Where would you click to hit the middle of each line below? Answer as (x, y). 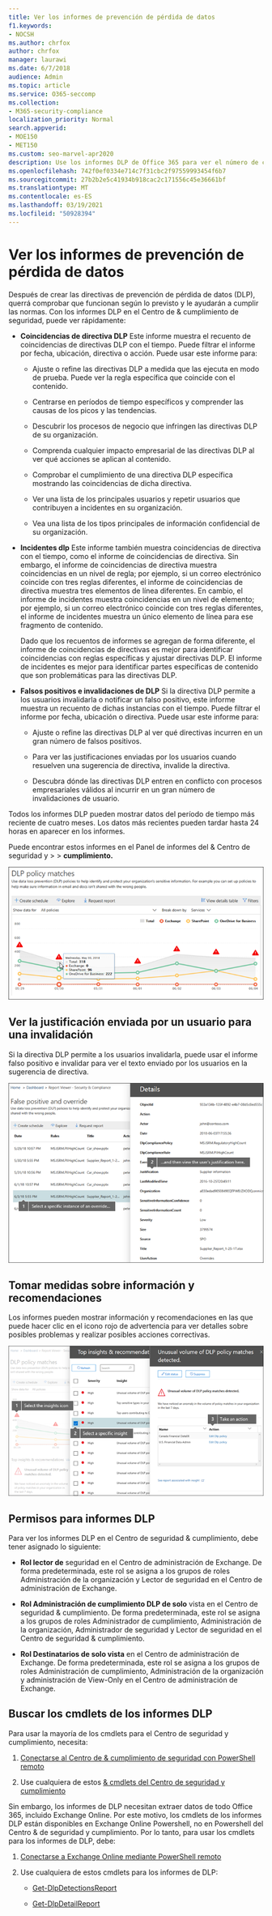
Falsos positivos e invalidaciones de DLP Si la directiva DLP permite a (138, 691)
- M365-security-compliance (56, 111)
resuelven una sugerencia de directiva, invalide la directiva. (131, 765)
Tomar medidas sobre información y (102, 1285)
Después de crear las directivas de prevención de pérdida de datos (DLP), (132, 294)
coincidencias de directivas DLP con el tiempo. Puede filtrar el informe (138, 344)
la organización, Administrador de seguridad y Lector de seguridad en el (141, 1630)
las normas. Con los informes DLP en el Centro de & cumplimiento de (123, 311)
